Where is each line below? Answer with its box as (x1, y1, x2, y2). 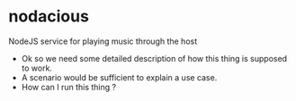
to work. (21, 63, 53, 73)
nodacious (8, 6, 89, 27)
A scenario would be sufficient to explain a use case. (21, 72, 218, 82)
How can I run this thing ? (21, 81, 117, 92)
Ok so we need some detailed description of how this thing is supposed (21, 53, 288, 63)
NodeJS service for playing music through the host (8, 36, 198, 46)
